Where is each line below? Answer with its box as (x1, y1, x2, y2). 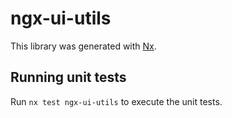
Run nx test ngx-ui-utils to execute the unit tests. (10, 95, 223, 107)
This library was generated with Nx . (10, 40, 157, 52)
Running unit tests (10, 69, 127, 86)
